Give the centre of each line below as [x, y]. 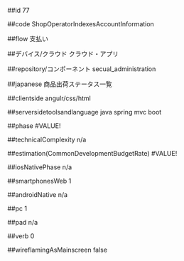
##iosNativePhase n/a [40, 167]
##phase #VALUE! [34, 126]
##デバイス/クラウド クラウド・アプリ [63, 54]
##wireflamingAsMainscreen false [58, 250]
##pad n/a [22, 222]
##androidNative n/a [38, 195]
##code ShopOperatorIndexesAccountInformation [81, 24]
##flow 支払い [28, 39]
